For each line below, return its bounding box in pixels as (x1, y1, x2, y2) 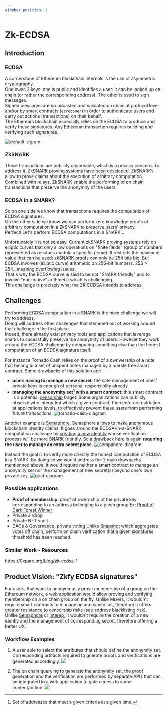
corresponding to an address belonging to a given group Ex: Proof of (12, 501, 154, 508)
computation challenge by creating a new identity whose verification (5, 430, 146, 436)
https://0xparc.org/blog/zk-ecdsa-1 (5, 558, 78, 564)
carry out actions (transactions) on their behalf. (5, 113, 102, 119)
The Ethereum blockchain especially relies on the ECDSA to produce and (5, 118, 155, 124)
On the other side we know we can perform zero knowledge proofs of (5, 219, 149, 225)
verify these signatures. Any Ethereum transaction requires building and (5, 124, 153, 130)
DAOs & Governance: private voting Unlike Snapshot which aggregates (12, 523, 158, 529)
